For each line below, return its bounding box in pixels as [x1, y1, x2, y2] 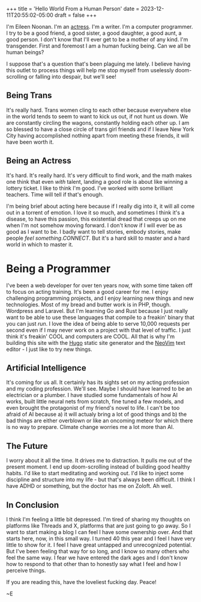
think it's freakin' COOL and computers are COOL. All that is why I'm [6, 333, 175, 340]
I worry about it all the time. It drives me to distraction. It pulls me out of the [6, 457, 192, 464]
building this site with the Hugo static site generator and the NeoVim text [6, 339, 186, 346]
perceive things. [6, 567, 46, 574]
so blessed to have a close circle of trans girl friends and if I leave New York [6, 126, 194, 133]
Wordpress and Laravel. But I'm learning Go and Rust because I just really [6, 307, 188, 314]
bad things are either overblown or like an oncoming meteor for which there [6, 417, 193, 424]
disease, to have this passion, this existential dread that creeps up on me [6, 215, 186, 222]
